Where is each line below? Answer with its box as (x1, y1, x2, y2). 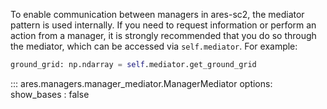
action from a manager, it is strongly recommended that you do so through (10, 30, 317, 41)
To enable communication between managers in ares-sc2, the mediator (10, 9, 305, 20)
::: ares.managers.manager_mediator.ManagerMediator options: (10, 77, 273, 89)
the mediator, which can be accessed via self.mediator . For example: (10, 40, 298, 52)
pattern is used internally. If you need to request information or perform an (10, 19, 317, 31)
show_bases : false (10, 88, 90, 100)
